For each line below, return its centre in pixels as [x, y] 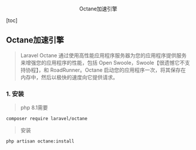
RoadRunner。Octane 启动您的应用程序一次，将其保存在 [118, 70]
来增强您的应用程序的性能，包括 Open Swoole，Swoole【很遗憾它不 [103, 62]
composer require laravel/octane [47, 119]
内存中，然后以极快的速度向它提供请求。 [69, 77]
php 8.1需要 [34, 108]
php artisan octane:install [40, 141]
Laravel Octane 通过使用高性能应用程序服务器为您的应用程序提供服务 [104, 55]
